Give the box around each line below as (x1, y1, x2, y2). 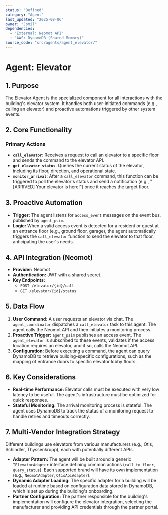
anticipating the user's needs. (12, 239, 74, 245)
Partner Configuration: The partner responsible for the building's (12, 493, 148, 499)
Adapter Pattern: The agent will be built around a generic (12, 456, 132, 462)
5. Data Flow (5, 302, 45, 311)
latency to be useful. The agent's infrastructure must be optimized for (12, 391, 156, 397)
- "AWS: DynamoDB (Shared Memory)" (10, 36, 84, 41)
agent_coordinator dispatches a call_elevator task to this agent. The (12, 321, 156, 327)
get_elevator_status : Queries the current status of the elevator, (12, 163, 144, 169)
